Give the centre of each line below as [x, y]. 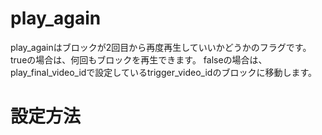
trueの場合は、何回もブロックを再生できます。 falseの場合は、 [139, 59]
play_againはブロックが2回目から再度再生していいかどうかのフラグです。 [161, 47]
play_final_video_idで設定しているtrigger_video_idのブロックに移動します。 [163, 72]
